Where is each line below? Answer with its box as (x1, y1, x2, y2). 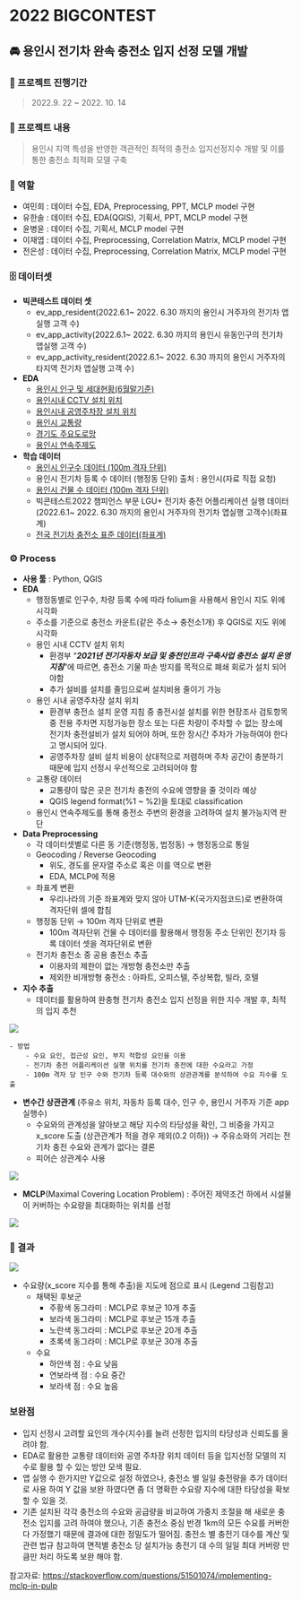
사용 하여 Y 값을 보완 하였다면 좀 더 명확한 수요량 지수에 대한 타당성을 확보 (31, 1483, 290, 1494)
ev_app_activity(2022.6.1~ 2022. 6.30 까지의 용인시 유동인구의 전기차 (35, 329, 284, 340)
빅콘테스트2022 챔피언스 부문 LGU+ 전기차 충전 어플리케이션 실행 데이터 (35, 495, 289, 506)
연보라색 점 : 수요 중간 (48, 1370, 126, 1380)
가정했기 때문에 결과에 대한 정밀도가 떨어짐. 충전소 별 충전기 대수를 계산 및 (31, 1528, 290, 1539)
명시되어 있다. (58, 740, 107, 751)
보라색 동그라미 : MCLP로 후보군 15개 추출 (48, 1314, 197, 1325)
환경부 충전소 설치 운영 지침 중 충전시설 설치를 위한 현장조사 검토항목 (48, 706, 288, 717)
